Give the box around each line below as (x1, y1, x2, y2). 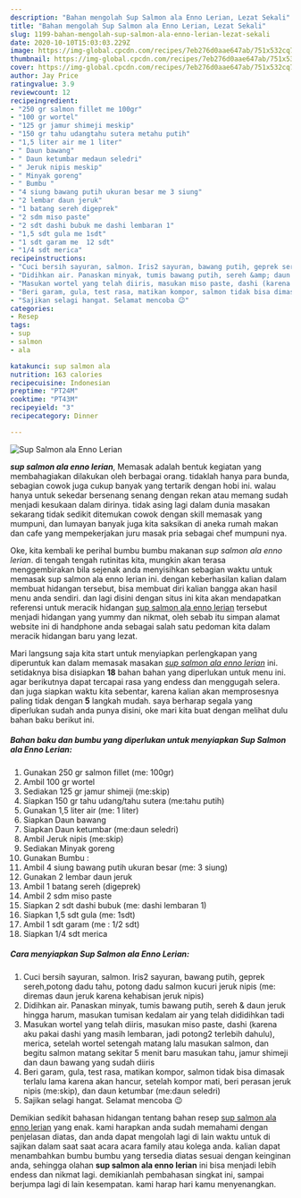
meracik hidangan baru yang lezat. (10, 630, 138, 641)
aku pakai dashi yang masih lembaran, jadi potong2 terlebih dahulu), (22, 1028, 275, 1039)
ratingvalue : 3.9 (10, 80, 75, 89)
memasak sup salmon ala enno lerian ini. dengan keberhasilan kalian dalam (10, 573, 287, 584)
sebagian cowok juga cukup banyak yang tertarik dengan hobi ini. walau (10, 480, 276, 491)
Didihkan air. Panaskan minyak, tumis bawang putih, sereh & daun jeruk (22, 1000, 287, 1010)
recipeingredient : (10, 96, 79, 105)
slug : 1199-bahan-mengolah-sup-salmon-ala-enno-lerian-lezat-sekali (10, 30, 271, 38)
